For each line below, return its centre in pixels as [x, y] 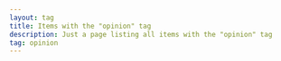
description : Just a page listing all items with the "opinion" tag [141, 34]
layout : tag [32, 17]
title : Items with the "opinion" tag [80, 26]
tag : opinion [34, 43]
